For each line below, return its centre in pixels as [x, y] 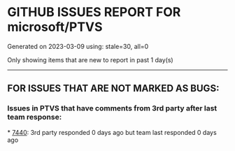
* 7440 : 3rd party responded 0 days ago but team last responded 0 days [112, 132]
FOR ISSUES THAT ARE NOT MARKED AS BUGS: [113, 88]
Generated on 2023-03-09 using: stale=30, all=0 [78, 46]
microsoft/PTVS [55, 27]
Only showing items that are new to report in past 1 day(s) [90, 59]
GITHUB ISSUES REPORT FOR [94, 12]
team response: [35, 117]
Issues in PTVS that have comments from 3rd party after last [112, 108]
